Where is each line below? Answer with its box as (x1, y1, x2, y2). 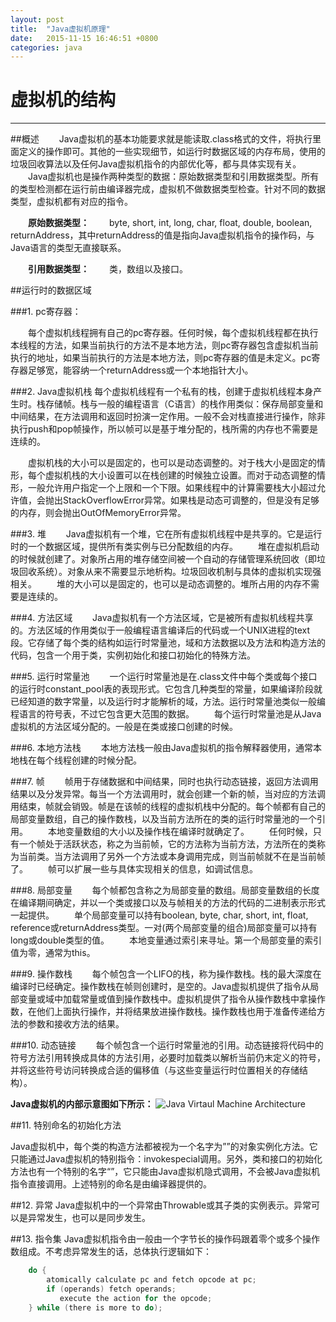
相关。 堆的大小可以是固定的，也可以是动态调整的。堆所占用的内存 (10, 578, 302, 590)
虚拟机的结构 (10, 89, 117, 111)
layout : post (10, 14, 65, 25)
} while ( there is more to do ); (28, 1302, 163, 1313)
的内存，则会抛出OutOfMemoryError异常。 (10, 507, 187, 519)
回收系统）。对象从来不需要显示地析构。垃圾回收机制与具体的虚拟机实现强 (18, 566, 322, 578)
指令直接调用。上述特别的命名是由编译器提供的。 (10, 1178, 212, 1190)
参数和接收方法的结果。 (27, 1018, 125, 1030)
